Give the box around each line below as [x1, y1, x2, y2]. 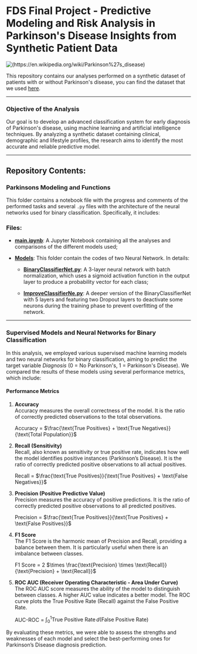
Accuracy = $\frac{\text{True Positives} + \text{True [14, 424, 141, 432]
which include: [6, 374, 42, 381]
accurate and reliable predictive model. [6, 143, 101, 150]
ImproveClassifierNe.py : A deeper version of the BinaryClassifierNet [23, 290, 191, 297]
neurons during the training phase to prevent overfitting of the [23, 302, 174, 309]
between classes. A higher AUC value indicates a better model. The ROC [14, 591, 191, 598]
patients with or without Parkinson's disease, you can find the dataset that [6, 78, 186, 86]
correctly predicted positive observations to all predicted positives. [14, 502, 176, 509]
